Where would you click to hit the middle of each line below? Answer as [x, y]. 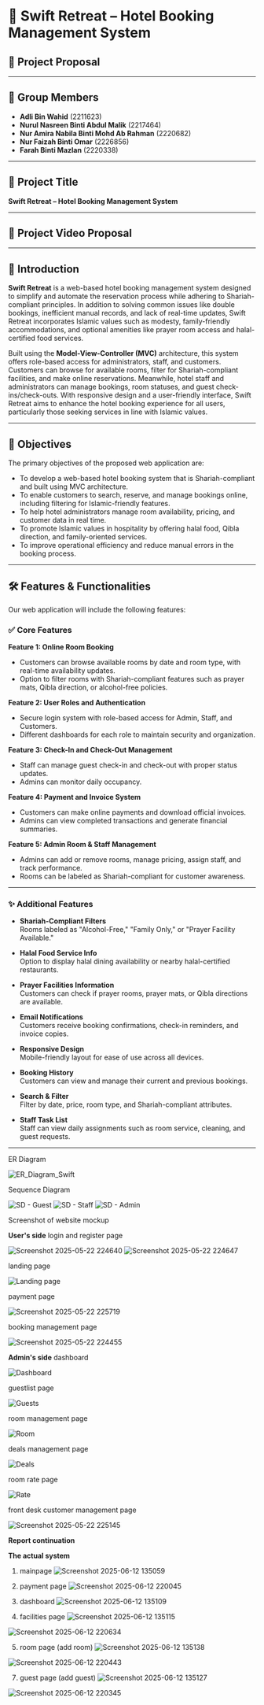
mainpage [36, 1571]
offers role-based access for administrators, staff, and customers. [115, 362]
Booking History [47, 1073]
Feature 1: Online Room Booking [61, 647]
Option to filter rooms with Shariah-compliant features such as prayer [132, 679]
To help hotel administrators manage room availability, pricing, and [127, 512]
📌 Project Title [43, 182]
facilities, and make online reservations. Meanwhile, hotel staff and [116, 379]
